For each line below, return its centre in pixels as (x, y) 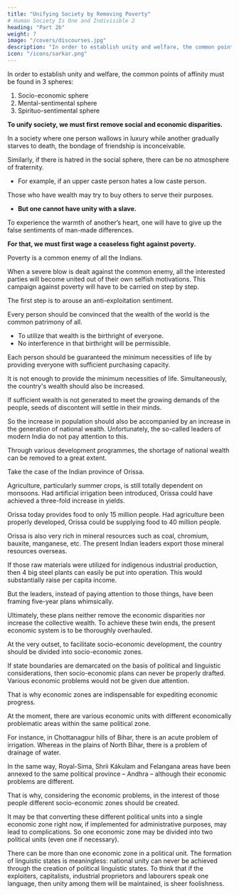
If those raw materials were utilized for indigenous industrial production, (113, 565)
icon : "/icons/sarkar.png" (47, 54)
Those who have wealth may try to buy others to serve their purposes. (111, 195)
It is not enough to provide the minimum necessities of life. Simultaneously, (117, 378)
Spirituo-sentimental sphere (59, 111)
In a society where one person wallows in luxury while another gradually (113, 138)
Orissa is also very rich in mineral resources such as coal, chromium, (108, 536)
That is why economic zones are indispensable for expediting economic (113, 694)
